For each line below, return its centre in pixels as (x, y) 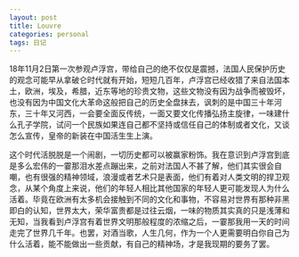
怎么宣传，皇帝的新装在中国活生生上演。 (83, 136)
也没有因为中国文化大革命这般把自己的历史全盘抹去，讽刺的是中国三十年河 (145, 103)
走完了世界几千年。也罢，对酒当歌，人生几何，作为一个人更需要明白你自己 (145, 233)
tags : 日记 (28, 42)
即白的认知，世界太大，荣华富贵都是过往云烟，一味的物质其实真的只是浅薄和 (149, 211)
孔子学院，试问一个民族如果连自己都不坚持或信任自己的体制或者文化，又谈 (153, 125)
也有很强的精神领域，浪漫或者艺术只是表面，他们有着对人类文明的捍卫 (153, 177)
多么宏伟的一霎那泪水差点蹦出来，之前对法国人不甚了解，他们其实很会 (145, 166)
